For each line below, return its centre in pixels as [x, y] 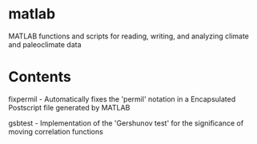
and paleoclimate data [45, 44]
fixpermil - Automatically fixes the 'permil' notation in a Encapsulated [122, 99]
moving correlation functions [56, 131]
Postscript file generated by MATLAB [69, 107]
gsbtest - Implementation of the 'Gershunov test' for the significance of [126, 123]
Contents [40, 77]
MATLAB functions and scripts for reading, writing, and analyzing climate [129, 36]
